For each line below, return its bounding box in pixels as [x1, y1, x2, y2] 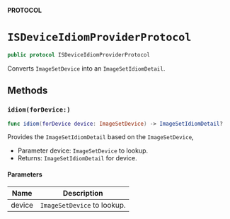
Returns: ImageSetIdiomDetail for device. [17, 154, 138, 162]
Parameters [7, 170, 42, 179]
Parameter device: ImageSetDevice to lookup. [17, 146, 149, 155]
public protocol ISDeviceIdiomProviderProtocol [7, 51, 151, 59]
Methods [7, 85, 48, 97]
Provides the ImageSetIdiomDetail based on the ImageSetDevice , [7, 133, 194, 141]
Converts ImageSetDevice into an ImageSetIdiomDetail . [7, 64, 166, 73]
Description [62, 188, 103, 198]
